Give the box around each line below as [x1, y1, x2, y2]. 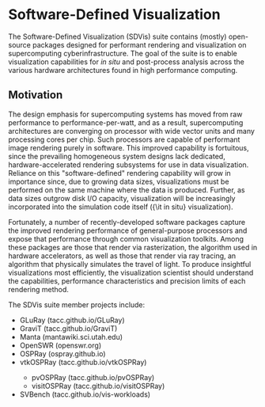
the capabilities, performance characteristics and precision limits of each [8, 276, 246, 286]
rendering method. [8, 284, 70, 294]
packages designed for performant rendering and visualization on [32, 40, 247, 49]
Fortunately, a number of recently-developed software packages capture [8, 217, 246, 226]
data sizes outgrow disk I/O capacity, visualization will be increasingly [8, 193, 236, 203]
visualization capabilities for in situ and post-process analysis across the [8, 57, 245, 67]
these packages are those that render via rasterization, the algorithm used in [8, 242, 258, 252]
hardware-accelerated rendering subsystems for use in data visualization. [8, 160, 249, 169]
